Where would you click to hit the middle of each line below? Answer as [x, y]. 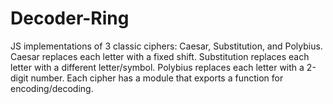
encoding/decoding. [52, 88]
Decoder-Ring [70, 18]
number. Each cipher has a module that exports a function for [157, 78]
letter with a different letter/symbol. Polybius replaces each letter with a [157, 67]
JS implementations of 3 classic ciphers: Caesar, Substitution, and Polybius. [166, 46]
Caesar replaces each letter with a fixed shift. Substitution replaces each [160, 56]
